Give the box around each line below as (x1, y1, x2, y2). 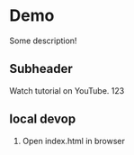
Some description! (9, 35, 77, 46)
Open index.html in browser (22, 135, 126, 146)
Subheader (9, 61, 74, 77)
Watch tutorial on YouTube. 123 (9, 85, 125, 96)
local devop (9, 112, 76, 127)
